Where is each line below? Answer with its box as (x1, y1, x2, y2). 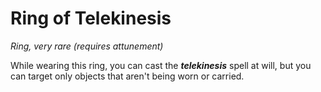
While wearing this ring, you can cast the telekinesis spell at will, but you (10, 59, 312, 71)
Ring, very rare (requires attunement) (10, 40, 164, 52)
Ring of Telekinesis (10, 7, 172, 30)
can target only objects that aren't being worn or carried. (10, 70, 245, 82)
